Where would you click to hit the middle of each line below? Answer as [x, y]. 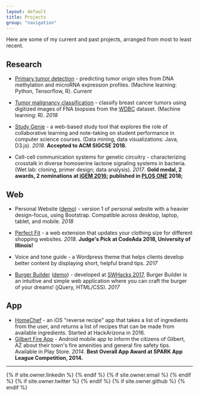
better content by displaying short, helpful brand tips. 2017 [86, 263]
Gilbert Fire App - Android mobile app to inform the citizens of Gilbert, [100, 339]
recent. [15, 46]
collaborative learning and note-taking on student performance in [94, 133]
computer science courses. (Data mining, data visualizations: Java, [97, 139]
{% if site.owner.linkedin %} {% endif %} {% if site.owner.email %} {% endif [99, 375]
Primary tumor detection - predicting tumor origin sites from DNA [94, 79]
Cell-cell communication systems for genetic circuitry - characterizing [100, 157]
